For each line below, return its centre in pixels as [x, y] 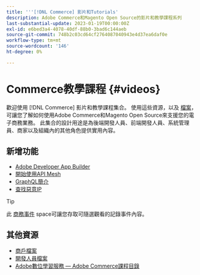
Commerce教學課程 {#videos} [84, 89]
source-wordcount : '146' [38, 46]
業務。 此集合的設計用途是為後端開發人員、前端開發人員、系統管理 [106, 122]
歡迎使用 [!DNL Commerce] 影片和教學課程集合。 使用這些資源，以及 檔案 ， [102, 107]
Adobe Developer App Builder [52, 166]
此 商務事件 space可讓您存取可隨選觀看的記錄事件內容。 [77, 214]
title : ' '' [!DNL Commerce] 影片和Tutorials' [62, 12]
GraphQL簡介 [32, 182]
